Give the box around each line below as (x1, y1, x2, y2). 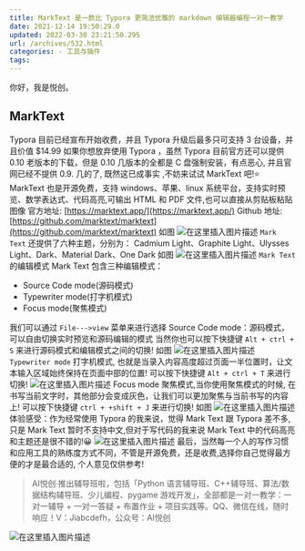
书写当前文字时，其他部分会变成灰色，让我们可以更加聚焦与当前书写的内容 (9, 390, 289, 401)
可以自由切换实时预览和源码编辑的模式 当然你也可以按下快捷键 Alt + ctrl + (9, 333, 294, 344)
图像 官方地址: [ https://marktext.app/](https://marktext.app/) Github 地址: (9, 205, 283, 216)
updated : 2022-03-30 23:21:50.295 (9, 30, 141, 39)
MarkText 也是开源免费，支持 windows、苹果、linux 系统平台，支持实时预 (9, 182, 286, 193)
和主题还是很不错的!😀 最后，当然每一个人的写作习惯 (9, 435, 290, 446)
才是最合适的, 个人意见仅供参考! (25, 458, 144, 469)
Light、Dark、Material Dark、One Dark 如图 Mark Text (9, 249, 296, 260)
